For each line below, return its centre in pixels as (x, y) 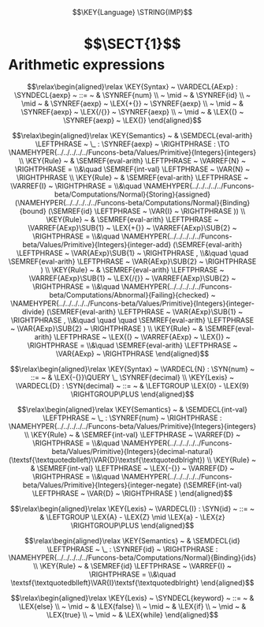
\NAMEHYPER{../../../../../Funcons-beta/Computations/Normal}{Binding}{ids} (132, 558)
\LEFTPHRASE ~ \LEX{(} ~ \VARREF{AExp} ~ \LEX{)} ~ (142, 336)
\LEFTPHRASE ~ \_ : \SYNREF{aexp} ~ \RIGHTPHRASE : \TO (132, 144)
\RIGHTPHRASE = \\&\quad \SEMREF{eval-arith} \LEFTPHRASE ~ (132, 345)
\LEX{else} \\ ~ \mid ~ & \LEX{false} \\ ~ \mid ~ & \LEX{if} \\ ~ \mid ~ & (132, 606)
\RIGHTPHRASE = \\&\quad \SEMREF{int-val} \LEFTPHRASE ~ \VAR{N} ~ (132, 169)
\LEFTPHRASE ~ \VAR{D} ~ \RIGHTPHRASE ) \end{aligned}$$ (132, 493)
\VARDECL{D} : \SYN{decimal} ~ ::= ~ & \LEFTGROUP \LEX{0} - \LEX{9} (132, 385)
